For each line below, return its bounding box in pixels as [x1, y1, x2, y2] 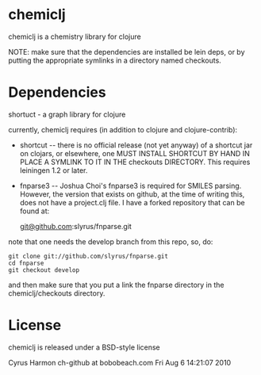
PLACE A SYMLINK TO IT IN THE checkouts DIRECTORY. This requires [19, 157, 251, 166]
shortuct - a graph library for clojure [8, 109, 126, 119]
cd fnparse [8, 259, 44, 267]
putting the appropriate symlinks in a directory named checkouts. [8, 55, 222, 65]
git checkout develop [8, 266, 80, 274]
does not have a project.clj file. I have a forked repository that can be [19, 197, 245, 207]
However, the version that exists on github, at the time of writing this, [19, 189, 245, 199]
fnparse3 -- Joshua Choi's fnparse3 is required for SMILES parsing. [19, 181, 242, 190]
